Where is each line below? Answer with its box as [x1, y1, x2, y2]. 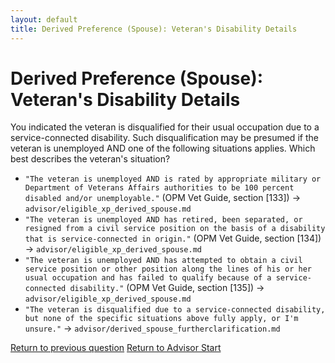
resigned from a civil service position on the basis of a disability [24, 224, 326, 234]
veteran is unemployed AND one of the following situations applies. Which [10, 142, 316, 155]
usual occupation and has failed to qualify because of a [24, 273, 272, 283]
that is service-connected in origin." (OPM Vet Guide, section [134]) [24, 232, 322, 245]
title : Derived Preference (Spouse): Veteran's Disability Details [10, 24, 298, 34]
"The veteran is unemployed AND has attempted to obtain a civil [24, 256, 303, 266]
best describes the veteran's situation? [10, 153, 171, 165]
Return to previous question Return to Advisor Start [10, 342, 222, 354]
